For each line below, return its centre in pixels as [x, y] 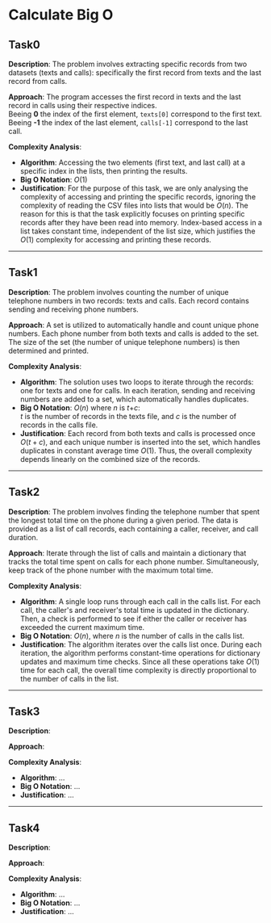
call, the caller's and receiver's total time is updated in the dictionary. [135, 610]
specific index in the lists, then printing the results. [104, 171]
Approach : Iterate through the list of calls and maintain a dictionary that [127, 553]
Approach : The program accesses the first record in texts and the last [125, 97]
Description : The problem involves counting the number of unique [119, 292]
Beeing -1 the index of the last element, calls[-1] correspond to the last [128, 122]
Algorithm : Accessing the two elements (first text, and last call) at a [133, 162]
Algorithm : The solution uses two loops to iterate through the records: [137, 382]
